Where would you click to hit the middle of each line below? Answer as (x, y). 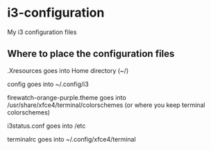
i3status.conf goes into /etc (47, 126)
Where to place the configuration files (91, 54)
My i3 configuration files (42, 32)
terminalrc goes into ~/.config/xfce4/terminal (72, 139)
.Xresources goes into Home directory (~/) (68, 70)
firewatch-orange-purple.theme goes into (67, 97)
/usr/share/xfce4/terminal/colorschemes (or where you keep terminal (106, 105)
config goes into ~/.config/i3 (48, 84)
